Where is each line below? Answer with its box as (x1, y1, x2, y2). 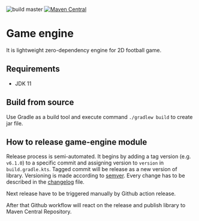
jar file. (6, 120, 23, 127)
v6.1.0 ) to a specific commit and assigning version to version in (6, 159, 164, 166)
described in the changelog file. (6, 178, 85, 186)
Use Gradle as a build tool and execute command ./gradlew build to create (6, 113, 193, 120)
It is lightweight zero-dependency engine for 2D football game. (6, 46, 162, 53)
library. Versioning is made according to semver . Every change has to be (6, 172, 185, 180)
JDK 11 (14, 80, 32, 87)
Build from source (6, 97, 74, 107)
